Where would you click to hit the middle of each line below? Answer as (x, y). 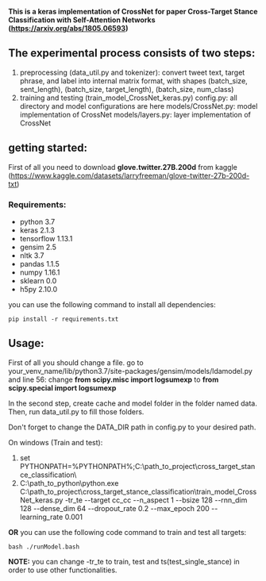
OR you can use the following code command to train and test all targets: (127, 532)
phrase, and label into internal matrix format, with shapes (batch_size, (133, 81)
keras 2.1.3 (37, 230)
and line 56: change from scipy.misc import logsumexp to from (114, 379)
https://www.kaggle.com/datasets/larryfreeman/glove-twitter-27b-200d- (130, 175)
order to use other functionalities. (63, 570)
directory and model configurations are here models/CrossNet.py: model (139, 106)
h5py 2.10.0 (39, 289)
